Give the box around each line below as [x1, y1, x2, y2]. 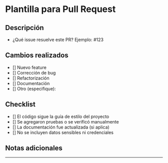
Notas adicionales [5, 144, 62, 152]
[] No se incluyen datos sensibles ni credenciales [12, 129, 114, 135]
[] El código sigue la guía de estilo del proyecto [12, 113, 109, 119]
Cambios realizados [5, 51, 68, 59]
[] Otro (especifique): [12, 85, 56, 91]
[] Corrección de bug [12, 69, 56, 75]
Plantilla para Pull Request [5, 3, 116, 15]
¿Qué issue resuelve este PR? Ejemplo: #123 [12, 36, 104, 42]
